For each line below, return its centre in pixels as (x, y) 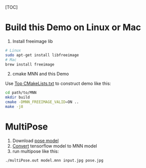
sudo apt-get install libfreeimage (42, 55)
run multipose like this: (36, 151)
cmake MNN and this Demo (41, 74)
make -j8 (14, 107)
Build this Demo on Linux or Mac (73, 27)
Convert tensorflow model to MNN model (55, 146)
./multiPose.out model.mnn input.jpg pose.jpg (54, 160)
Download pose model (35, 140)
